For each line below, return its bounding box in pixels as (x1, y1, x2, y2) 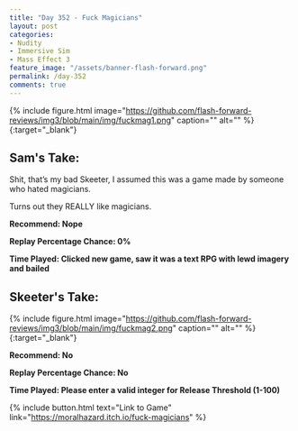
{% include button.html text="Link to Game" (9, 402, 173, 413)
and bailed (9, 263, 50, 274)
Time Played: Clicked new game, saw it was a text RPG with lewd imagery (9, 253, 290, 264)
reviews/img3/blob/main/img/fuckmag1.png (9, 115, 172, 125)
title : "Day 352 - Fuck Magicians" (9, 13, 143, 23)
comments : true (9, 80, 67, 89)
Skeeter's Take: (9, 289, 99, 305)
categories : (9, 30, 54, 39)
